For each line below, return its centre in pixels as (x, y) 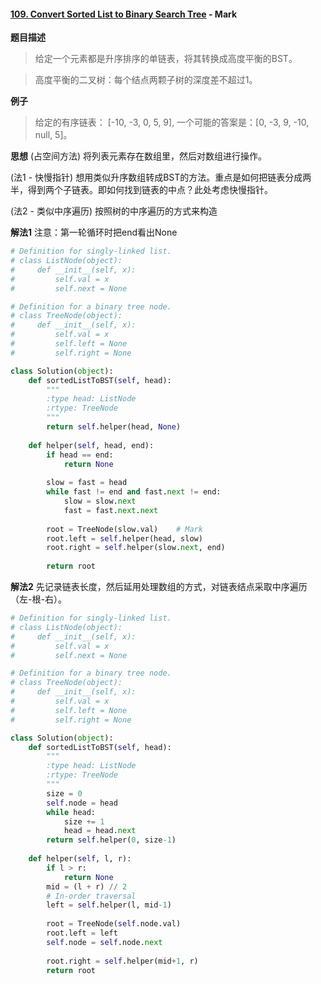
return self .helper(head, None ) (114, 427)
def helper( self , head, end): (91, 445)
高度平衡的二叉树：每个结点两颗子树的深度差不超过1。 (146, 80)
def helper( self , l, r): (80, 859)
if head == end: (80, 455)
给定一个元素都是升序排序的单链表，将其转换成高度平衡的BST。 (166, 59)
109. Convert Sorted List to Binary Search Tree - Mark (124, 14)
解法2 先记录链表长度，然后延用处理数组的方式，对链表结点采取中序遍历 (159, 587)
